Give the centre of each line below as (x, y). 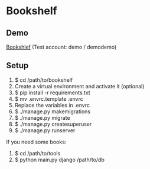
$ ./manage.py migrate (42, 117)
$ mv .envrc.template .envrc (49, 98)
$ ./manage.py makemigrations (52, 111)
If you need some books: (36, 142)
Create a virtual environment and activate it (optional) (79, 86)
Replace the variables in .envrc (52, 105)
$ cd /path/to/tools (37, 153)
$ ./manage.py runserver (45, 130)
